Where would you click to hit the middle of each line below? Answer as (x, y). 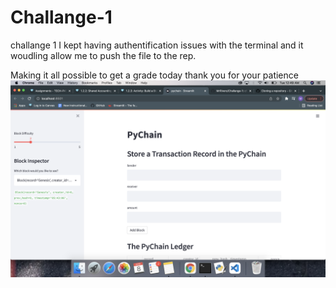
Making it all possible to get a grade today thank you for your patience (154, 75)
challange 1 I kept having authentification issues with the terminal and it (157, 45)
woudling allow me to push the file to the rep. (103, 55)
